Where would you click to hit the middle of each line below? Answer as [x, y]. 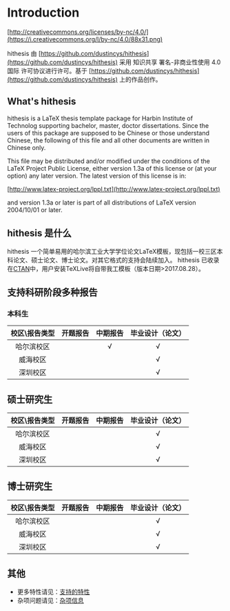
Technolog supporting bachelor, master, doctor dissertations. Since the [108, 125]
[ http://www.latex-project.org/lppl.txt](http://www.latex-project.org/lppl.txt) [114, 189]
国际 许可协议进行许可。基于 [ [49, 70]
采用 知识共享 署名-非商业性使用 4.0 [170, 62]
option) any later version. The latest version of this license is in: [97, 176]
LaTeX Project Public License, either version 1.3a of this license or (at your [112, 168]
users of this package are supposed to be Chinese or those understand [108, 133]
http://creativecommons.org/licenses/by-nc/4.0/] [79, 32]
